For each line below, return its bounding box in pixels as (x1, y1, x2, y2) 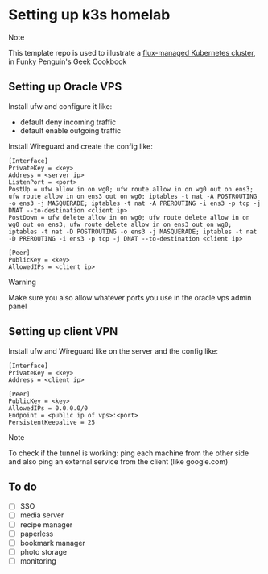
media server (19, 510, 64, 520)
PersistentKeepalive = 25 (8, 418, 95, 426)
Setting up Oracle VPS (8, 80, 122, 94)
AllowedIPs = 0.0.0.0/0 (8, 404, 89, 413)
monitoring (19, 555, 56, 566)
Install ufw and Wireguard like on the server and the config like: (8, 346, 219, 356)
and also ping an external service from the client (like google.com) (8, 456, 229, 466)
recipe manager (19, 519, 73, 530)
